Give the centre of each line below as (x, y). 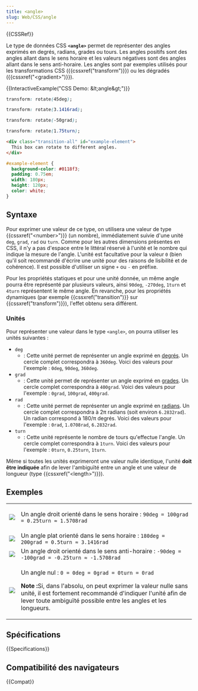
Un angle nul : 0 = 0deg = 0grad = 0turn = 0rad (88, 572)
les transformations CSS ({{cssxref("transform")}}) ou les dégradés (88, 70)
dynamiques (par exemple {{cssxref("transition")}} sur (72, 297)
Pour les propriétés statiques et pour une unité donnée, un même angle (93, 278)
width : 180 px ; (29, 180)
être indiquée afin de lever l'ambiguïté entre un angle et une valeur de (91, 467)
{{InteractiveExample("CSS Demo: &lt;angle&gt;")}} (68, 88)
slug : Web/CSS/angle (32, 17)
